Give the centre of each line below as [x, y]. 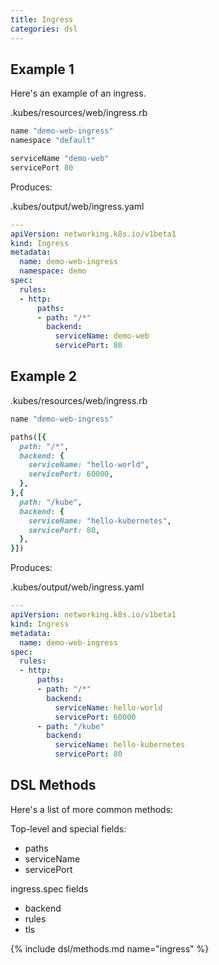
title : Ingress [42, 19]
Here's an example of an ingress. [78, 93]
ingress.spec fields [49, 888]
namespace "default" [53, 141]
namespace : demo [53, 271]
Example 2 [43, 376]
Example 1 [42, 69]
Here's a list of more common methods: [92, 809]
